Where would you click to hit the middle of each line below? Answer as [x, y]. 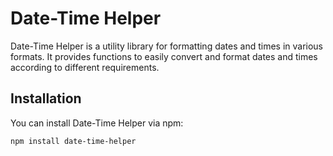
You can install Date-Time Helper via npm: [97, 123]
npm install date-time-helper [73, 141]
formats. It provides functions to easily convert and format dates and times [164, 56]
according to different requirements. [85, 67]
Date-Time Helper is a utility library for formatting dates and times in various [167, 46]
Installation [46, 98]
